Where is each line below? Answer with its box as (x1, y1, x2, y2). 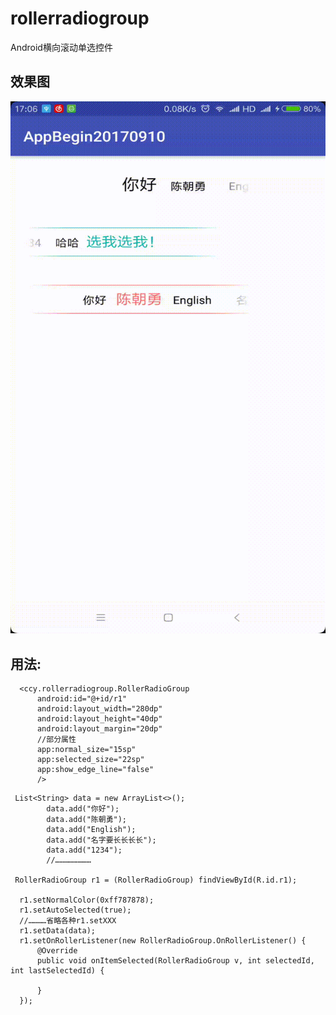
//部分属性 (36, 735, 77, 745)
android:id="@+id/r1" (36, 694, 128, 704)
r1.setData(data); (19, 926, 97, 936)
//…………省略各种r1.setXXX (19, 916, 117, 926)
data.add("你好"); (46, 804, 120, 814)
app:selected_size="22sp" (36, 755, 145, 765)
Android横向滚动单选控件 (10, 41, 113, 53)
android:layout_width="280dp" (36, 704, 163, 714)
